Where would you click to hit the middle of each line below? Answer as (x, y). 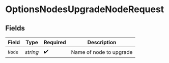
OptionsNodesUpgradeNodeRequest (85, 9)
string (32, 52)
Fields (15, 28)
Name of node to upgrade (102, 52)
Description (102, 42)
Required (55, 42)
